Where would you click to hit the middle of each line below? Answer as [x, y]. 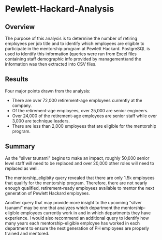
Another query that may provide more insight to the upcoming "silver [74, 202]
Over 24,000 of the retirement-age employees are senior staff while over [84, 116]
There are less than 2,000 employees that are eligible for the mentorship [84, 126]
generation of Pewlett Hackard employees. [48, 193]
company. [22, 105]
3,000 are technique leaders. [41, 121]
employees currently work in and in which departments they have [85, 213]
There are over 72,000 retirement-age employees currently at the [77, 100]
